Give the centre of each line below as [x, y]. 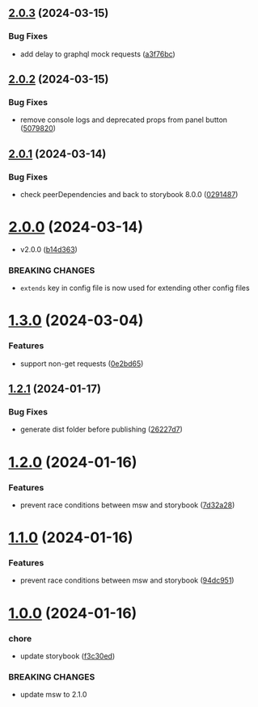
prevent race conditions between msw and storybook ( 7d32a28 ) [127, 505]
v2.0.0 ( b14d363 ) [49, 249]
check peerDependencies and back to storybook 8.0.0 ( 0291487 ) [129, 195]
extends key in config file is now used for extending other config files [135, 288]
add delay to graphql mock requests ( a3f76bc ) [97, 54]
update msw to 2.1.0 [53, 695]
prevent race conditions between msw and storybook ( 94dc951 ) [127, 580]
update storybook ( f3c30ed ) [68, 656]
